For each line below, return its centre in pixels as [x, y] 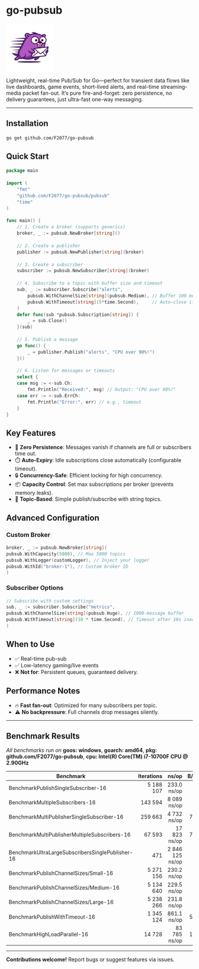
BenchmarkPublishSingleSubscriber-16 [57, 788]
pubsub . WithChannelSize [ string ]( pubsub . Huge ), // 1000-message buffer [95, 613]
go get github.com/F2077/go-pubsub [50, 138]
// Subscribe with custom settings [50, 601]
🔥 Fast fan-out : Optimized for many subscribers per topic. [86, 705]
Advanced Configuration [53, 518]
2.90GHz [17, 763]
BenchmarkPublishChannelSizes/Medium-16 [64, 888]
